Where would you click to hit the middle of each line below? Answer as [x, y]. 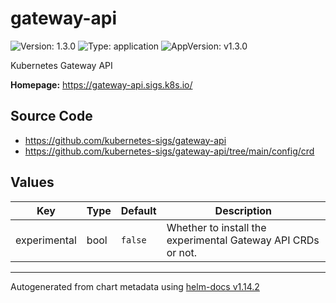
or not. [182, 252]
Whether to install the [216, 227]
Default [138, 210]
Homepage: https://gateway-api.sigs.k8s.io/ [101, 84]
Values [32, 182]
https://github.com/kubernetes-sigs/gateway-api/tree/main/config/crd [169, 151]
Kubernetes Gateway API [61, 65]
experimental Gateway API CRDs [243, 240]
